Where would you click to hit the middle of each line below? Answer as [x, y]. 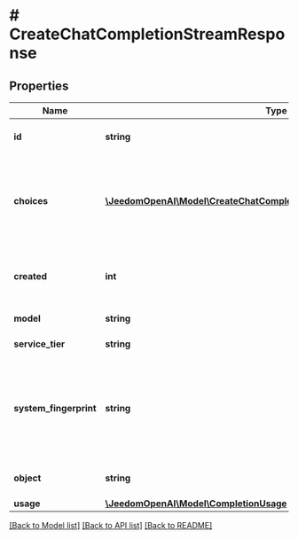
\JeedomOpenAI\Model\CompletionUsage [196, 504]
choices [31, 201]
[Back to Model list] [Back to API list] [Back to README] [111, 525]
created [30, 276]
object [27, 478]
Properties [39, 86]
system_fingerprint [55, 408]
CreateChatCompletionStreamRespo [147, 34]
